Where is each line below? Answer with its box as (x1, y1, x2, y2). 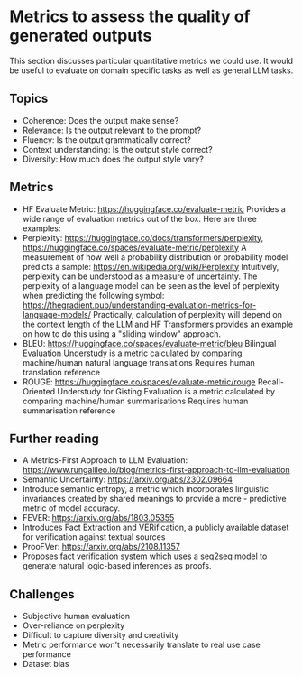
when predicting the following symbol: (22, 290, 165, 301)
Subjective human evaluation (22, 611, 131, 622)
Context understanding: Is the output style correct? (22, 144, 214, 154)
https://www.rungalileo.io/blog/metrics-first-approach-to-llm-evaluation (22, 465, 290, 476)
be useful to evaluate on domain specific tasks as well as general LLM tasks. (9, 65, 294, 76)
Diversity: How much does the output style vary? (22, 153, 205, 164)
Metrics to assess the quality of (9, 6, 251, 27)
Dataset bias (22, 659, 69, 670)
